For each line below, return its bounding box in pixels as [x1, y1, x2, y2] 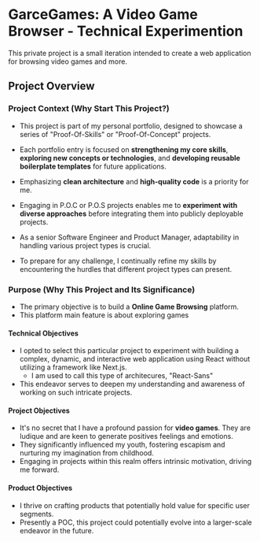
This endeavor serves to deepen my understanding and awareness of [19, 380, 245, 389]
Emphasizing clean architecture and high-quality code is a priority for [19, 176, 249, 186]
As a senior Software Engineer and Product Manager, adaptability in [19, 232, 240, 242]
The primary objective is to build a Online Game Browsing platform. [19, 302, 240, 311]
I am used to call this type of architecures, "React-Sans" [31, 371, 214, 381]
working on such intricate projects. [19, 388, 133, 397]
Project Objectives [8, 406, 71, 415]
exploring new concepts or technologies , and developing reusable [19, 153, 241, 162]
